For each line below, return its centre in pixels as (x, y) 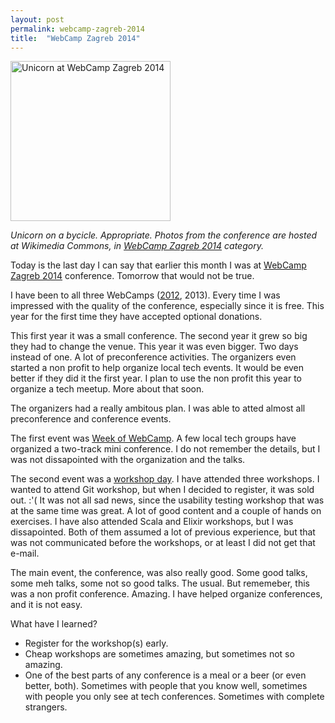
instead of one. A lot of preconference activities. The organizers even (153, 357)
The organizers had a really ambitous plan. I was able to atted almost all (158, 408)
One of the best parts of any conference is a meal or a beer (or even (165, 675)
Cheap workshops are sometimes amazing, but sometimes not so (159, 654)
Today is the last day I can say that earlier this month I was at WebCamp (158, 265)
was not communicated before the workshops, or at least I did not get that (163, 543)
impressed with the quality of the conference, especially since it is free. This (167, 306)
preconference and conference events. (91, 419)
